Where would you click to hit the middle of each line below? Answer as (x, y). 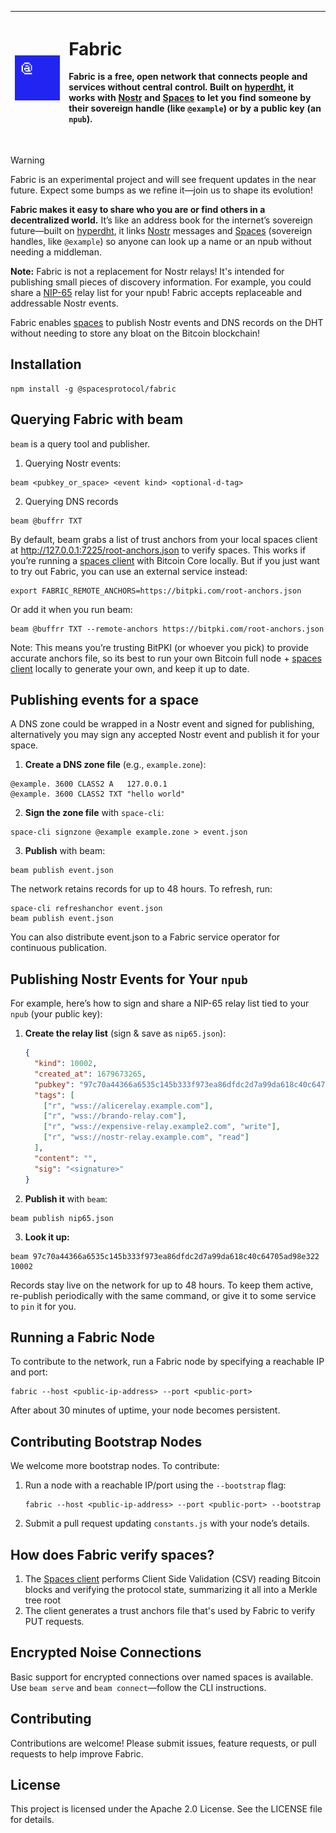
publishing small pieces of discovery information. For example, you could (161, 282)
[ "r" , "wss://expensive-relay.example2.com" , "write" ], (162, 1127)
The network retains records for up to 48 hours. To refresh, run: (141, 889)
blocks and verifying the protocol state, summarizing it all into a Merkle (171, 1589)
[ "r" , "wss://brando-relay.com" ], (115, 1116)
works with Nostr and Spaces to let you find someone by (190, 98)
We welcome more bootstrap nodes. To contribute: (115, 1466)
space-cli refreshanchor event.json (86, 909)
